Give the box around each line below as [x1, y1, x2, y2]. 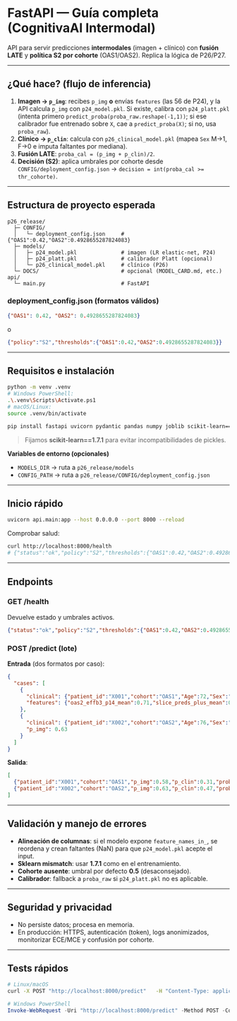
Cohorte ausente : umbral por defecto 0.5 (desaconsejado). [17, 867, 192, 875]
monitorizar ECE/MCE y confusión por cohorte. [17, 935, 154, 944]
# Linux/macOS [7, 981, 49, 988]
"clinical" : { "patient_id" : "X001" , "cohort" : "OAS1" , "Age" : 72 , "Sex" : [25, 693, 229, 700]
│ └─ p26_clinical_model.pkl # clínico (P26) [13, 261, 169, 268]
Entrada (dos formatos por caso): [7, 659, 105, 668]
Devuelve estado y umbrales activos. [7, 613, 115, 621]
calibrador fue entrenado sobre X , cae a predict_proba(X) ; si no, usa [17, 119, 217, 128]
